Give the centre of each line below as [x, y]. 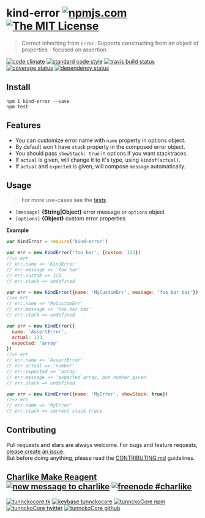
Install [18, 87]
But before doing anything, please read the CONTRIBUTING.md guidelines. [101, 458]
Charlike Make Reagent [52, 477]
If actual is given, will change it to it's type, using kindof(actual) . [98, 160]
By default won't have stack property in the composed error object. [100, 146]
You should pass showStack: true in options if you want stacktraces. [101, 153]
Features [24, 126]
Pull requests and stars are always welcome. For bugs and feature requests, [102, 445]
